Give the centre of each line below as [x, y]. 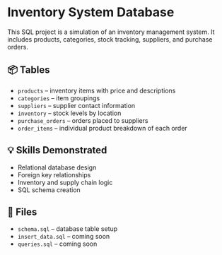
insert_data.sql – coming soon [64, 237]
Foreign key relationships [54, 174]
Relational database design [57, 167]
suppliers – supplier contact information [76, 105]
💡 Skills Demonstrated [57, 150]
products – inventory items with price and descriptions [97, 90]
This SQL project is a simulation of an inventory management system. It [111, 32]
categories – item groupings [59, 98]
